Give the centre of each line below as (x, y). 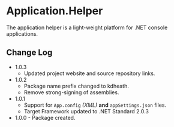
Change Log (29, 53)
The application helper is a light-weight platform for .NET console (87, 27)
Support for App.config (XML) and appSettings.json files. (95, 105)
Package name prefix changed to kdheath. (76, 86)
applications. (22, 33)
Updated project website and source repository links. (89, 73)
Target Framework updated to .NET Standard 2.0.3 (86, 111)
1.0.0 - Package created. (45, 117)
